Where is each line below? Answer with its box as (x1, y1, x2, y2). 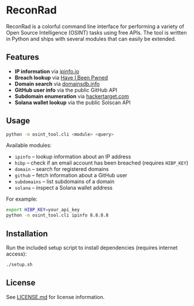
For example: (6, 195, 38, 202)
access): (6, 250, 27, 257)
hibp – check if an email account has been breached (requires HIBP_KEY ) (14, 159, 189, 167)
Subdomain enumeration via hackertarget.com (14, 92, 130, 99)
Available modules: (6, 142, 52, 149)
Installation (6, 229, 48, 239)
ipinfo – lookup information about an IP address (14, 153, 131, 160)
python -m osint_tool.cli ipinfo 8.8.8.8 (6, 212, 109, 218)
